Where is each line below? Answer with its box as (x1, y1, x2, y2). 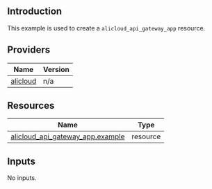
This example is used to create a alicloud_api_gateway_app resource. (7, 24, 206, 32)
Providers (7, 44, 51, 56)
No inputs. (7, 174, 37, 182)
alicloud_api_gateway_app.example (10, 132, 125, 141)
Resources (7, 100, 55, 111)
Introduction (7, 6, 63, 17)
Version (42, 64, 70, 74)
